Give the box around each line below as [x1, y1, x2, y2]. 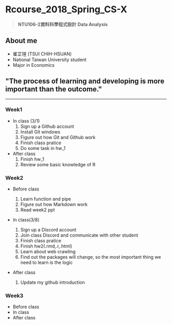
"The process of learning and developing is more [5, 77, 165, 86]
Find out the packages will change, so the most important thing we [20, 254, 161, 260]
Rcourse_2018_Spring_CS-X [5, 4, 127, 15]
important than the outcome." [5, 85, 102, 93]
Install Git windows [20, 128, 60, 135]
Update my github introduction [20, 279, 85, 285]
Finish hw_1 [20, 156, 45, 162]
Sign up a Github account [20, 123, 74, 129]
